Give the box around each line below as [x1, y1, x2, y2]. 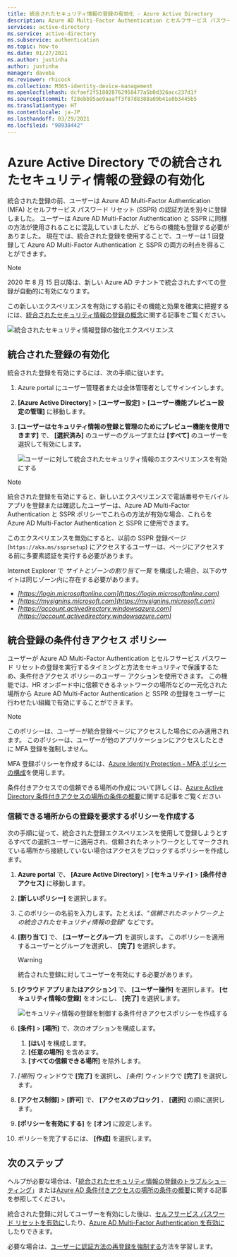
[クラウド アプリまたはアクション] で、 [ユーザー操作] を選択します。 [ [17, 985, 222, 994]
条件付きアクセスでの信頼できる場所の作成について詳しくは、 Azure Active [7, 784, 224, 792]
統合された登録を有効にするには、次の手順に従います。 [7, 368, 168, 377]
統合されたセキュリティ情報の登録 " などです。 [23, 918, 157, 926]
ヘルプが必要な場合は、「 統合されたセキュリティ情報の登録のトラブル [7, 1177, 208, 1186]
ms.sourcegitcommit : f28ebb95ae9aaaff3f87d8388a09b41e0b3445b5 [7, 96, 197, 103]
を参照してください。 [7, 1195, 69, 1203]
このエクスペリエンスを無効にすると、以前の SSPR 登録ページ [7, 534, 187, 542]
